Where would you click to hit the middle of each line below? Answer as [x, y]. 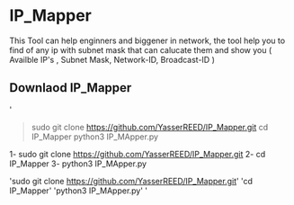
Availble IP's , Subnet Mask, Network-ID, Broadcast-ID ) [112, 59]
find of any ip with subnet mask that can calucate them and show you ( [141, 49]
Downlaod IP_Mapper [71, 88]
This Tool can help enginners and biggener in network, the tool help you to [147, 40]
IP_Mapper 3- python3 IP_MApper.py [78, 164]
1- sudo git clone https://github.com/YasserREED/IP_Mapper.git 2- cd [138, 154]
